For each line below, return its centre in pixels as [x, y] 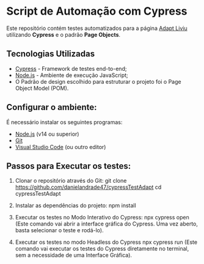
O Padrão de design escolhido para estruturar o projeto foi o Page [98, 81]
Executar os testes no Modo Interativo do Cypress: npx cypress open [102, 218]
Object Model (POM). [42, 88]
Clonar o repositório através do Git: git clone [71, 181]
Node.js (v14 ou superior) [47, 134]
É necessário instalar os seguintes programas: [64, 122]
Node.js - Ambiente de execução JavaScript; [71, 75]
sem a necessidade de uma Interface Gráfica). [74, 255]
